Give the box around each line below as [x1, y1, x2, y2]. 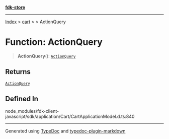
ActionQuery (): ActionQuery [17, 53, 76, 59]
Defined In [5, 95, 39, 103]
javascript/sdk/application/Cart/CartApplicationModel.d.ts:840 [5, 113, 135, 119]
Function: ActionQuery [5, 36, 103, 48]
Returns [5, 67, 31, 76]
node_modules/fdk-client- [5, 108, 59, 114]
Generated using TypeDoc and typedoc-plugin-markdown [5, 128, 126, 134]
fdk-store [5, 5, 26, 10]
